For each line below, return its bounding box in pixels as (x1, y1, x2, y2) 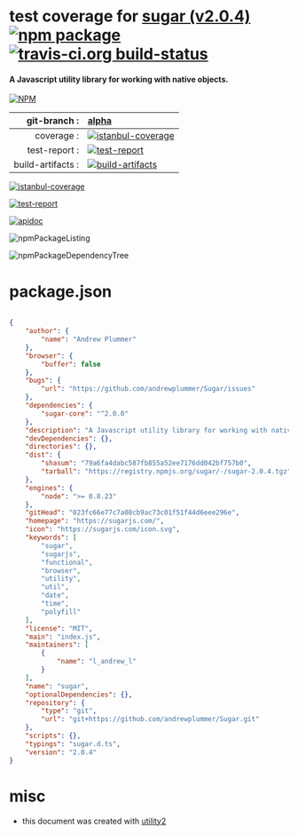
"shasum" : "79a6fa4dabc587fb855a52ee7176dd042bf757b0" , (41, 459, 252, 468)
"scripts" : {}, (25, 731, 82, 741)
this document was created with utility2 (21, 815, 167, 826)
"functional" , (41, 558, 93, 567)
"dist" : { (25, 450, 62, 459)
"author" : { (25, 327, 69, 336)
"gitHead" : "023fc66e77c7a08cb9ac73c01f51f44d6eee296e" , (25, 508, 240, 517)
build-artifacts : (13, 158, 80, 171)
